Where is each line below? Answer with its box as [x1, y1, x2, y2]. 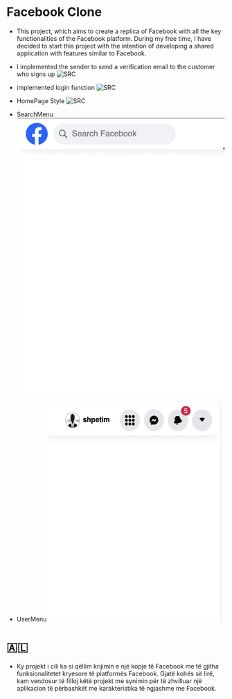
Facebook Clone [6, 4, 102, 20]
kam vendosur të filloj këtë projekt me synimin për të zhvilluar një [16, 677, 202, 685]
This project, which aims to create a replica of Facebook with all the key [16, 27, 222, 35]
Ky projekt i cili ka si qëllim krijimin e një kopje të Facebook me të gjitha [16, 662, 220, 671]
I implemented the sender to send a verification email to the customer [16, 62, 215, 71]
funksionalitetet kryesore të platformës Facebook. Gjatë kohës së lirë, [16, 669, 215, 678]
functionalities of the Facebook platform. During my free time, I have [16, 34, 212, 42]
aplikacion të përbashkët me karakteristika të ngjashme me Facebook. [16, 684, 217, 693]
